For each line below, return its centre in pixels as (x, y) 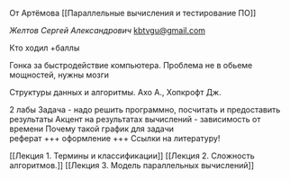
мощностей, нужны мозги (59, 75)
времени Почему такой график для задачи (91, 129)
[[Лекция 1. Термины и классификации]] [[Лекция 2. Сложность (132, 156)
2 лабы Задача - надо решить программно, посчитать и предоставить (145, 110)
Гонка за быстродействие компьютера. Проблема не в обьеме (131, 65)
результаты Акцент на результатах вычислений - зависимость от (135, 119)
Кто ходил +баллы (45, 48)
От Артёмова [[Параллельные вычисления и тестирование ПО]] (133, 13)
